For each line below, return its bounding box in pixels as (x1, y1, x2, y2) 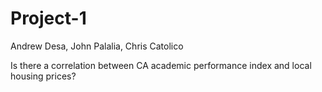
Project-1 (10, 7, 87, 30)
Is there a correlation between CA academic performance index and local (10, 59, 312, 71)
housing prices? (10, 70, 77, 82)
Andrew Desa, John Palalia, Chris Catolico (10, 40, 184, 52)
